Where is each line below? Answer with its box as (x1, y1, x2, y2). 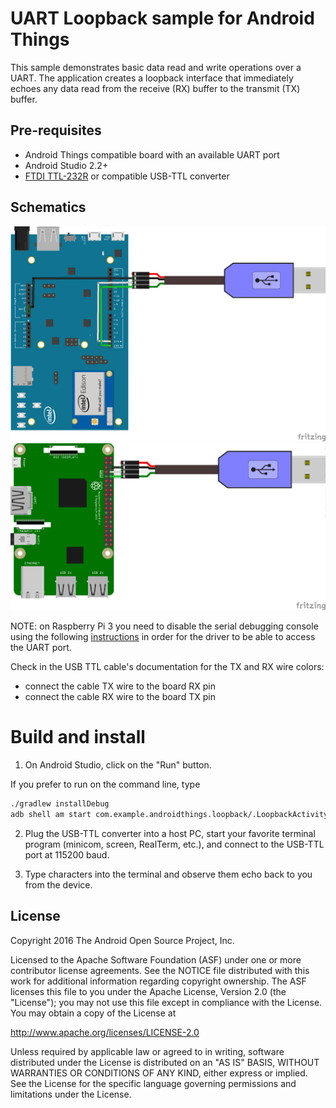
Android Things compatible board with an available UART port (24, 148, 280, 161)
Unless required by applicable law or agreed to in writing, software (10, 1045, 285, 1057)
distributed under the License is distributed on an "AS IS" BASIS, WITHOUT (10, 1056, 320, 1068)
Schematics (10, 199, 87, 216)
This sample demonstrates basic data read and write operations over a (10, 61, 302, 73)
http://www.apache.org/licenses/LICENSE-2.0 (10, 1026, 200, 1038)
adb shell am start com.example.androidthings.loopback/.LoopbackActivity (10, 809, 329, 819)
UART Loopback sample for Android (10, 7, 315, 30)
